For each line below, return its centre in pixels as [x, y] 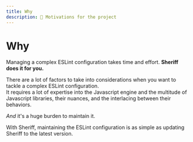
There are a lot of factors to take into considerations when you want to [91, 80]
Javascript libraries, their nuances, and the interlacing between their [89, 99]
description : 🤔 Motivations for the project [61, 17]
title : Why [19, 11]
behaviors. [19, 105]
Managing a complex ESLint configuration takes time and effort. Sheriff [92, 62]
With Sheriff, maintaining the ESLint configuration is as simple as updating [95, 127]
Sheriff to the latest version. [40, 134]
